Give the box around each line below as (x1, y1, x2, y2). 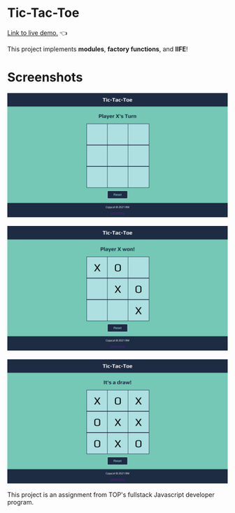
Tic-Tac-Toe (7, 5, 80, 21)
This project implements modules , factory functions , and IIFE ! (7, 44, 188, 53)
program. (7, 498, 34, 507)
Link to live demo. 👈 (7, 28, 68, 36)
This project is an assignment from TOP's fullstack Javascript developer (7, 491, 215, 499)
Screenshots (7, 69, 83, 86)
